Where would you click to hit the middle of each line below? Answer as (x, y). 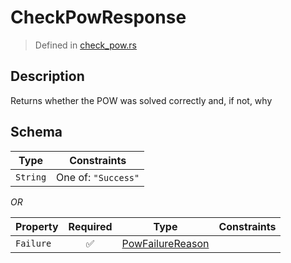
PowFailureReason (165, 243)
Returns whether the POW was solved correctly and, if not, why (141, 100)
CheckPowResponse (98, 17)
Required (90, 226)
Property (37, 226)
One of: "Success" (98, 177)
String (31, 177)
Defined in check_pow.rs (85, 45)
